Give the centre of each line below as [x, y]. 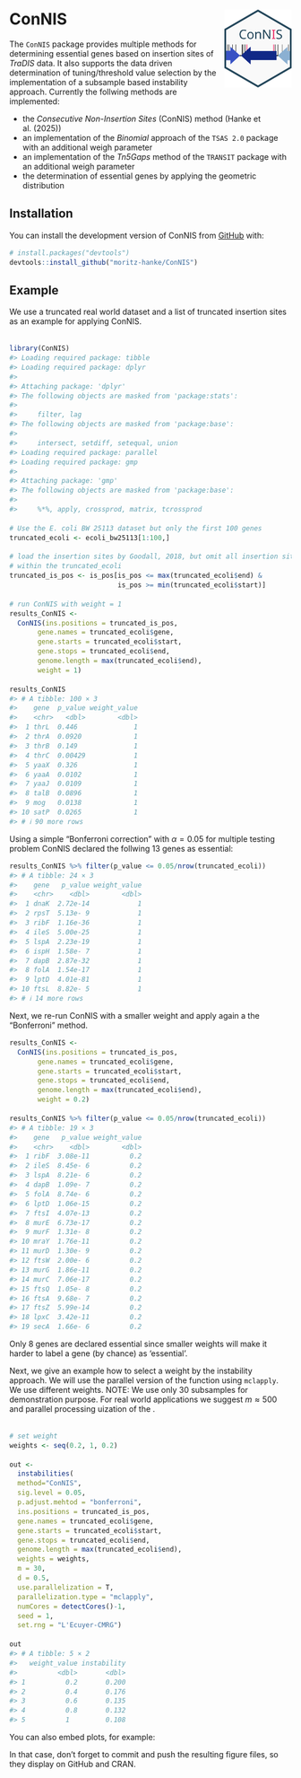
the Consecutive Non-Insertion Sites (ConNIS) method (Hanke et [142, 118]
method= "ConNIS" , [50, 1484]
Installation [41, 214]
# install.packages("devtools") [69, 253]
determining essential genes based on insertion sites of [112, 53]
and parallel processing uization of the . [82, 1409]
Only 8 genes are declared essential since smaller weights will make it [138, 1344]
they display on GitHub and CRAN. [73, 1765]
